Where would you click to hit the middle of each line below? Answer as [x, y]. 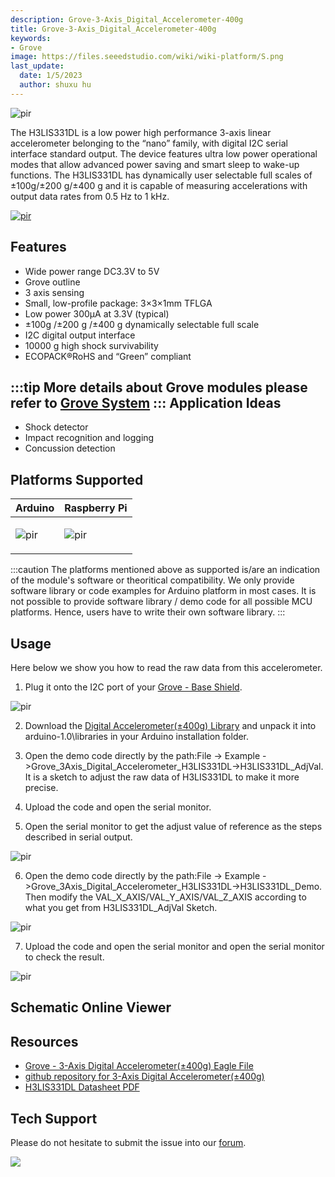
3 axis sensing [54, 292]
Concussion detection [70, 448]
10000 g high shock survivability [91, 345]
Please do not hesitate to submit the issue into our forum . [128, 1143]
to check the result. [64, 957]
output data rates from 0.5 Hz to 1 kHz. [90, 196]
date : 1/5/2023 [51, 76]
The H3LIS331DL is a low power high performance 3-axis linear [141, 132]
